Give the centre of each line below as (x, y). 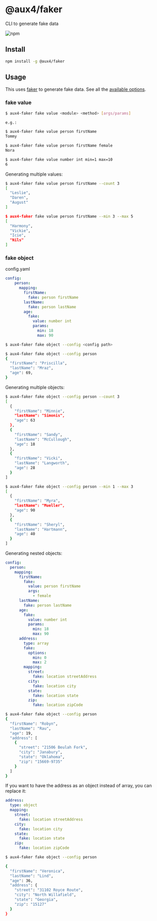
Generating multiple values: (34, 174)
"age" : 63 (25, 420)
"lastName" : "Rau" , (31, 729)
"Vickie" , (20, 231)
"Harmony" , (21, 226)
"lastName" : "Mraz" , (32, 368)
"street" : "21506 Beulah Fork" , (53, 747)
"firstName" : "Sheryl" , (40, 524)
